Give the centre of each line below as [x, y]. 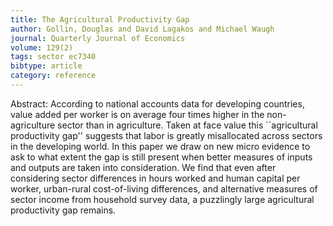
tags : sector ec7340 [53, 57]
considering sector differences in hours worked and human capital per [155, 178]
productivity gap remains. [63, 210]
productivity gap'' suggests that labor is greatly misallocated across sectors [166, 135]
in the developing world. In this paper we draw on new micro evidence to [160, 146]
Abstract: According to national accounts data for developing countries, [157, 103]
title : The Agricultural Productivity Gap [100, 19]
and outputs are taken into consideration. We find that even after [143, 167]
